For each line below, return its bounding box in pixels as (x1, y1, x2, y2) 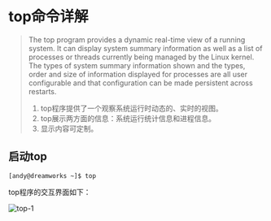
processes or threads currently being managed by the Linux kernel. (28, 52, 255, 62)
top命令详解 (8, 7, 89, 26)
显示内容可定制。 (40, 123, 98, 133)
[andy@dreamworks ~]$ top (8, 171, 96, 180)
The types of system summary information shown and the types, (28, 60, 246, 70)
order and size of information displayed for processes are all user (28, 69, 248, 79)
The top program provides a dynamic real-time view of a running (28, 34, 246, 45)
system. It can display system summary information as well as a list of (28, 43, 263, 53)
